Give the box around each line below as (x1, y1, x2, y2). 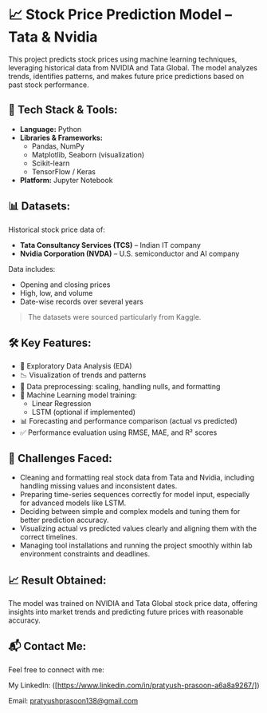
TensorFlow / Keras (31, 166, 96, 176)
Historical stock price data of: (8, 225, 105, 234)
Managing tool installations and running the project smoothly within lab (19, 540, 253, 551)
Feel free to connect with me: (8, 664, 105, 675)
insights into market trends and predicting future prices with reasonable (8, 607, 244, 616)
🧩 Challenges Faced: (8, 452, 113, 465)
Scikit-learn (31, 158, 70, 168)
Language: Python (19, 124, 82, 133)
